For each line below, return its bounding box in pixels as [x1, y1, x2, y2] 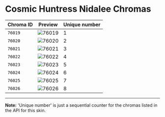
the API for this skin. [5, 107, 46, 113]
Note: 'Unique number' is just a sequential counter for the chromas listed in [5, 102, 158, 108]
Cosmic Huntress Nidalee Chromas [5, 3, 151, 15]
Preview [38, 21, 58, 28]
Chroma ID [7, 21, 33, 28]
